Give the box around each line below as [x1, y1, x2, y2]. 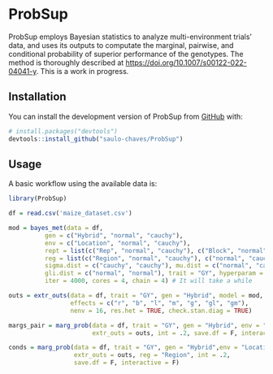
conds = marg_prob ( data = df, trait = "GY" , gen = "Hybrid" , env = [8, 343, 238, 352]
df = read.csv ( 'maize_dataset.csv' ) [8, 209, 132, 218]
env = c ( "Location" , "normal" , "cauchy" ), [44, 239, 191, 247]
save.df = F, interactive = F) [73, 359, 180, 367]
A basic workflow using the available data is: [8, 179, 158, 189]
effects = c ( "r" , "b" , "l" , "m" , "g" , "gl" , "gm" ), [70, 298, 249, 307]
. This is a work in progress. [36, 66, 129, 76]
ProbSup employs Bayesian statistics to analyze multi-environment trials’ [8, 32, 252, 41]
